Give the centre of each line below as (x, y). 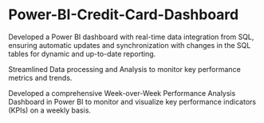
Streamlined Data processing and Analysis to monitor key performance (124, 69)
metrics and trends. (40, 77)
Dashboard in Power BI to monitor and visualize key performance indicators (132, 101)
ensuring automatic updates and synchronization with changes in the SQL (130, 45)
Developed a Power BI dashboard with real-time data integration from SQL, (131, 37)
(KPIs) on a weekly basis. (50, 110)
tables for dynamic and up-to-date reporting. (82, 54)
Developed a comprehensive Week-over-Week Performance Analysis (122, 93)
